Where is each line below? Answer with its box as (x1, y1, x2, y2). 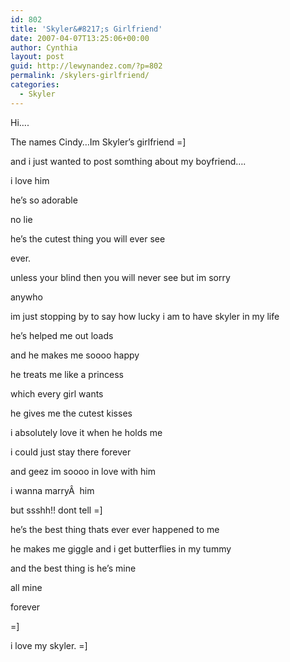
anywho (10, 291, 43, 303)
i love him (10, 174, 50, 186)
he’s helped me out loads (10, 329, 114, 341)
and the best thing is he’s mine (10, 562, 137, 574)
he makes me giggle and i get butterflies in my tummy (10, 542, 232, 555)
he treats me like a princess (10, 368, 124, 380)
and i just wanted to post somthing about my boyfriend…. (10, 155, 247, 167)
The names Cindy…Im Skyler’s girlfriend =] (10, 136, 187, 148)
